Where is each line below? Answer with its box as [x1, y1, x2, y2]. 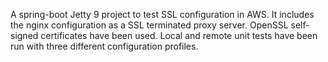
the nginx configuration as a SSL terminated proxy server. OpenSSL [10, 19, 289, 31]
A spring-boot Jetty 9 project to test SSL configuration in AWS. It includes [10, 9, 315, 20]
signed [10, 30, 39, 41]
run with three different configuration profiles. [10, 40, 199, 52]
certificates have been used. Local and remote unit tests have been [40, 30, 318, 41]
